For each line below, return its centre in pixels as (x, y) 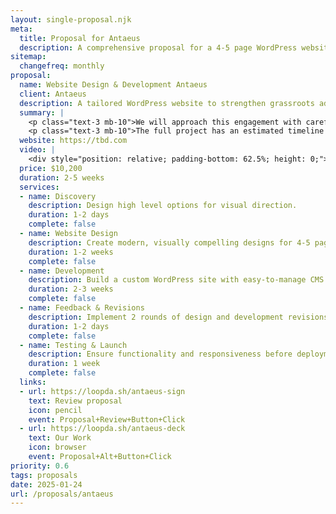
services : (39, 187)
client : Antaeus (53, 94)
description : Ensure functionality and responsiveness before (160, 354)
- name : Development (62, 271)
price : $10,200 (51, 168)
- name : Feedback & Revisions (82, 308)
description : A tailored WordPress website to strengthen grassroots (167, 103)
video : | (37, 150)
